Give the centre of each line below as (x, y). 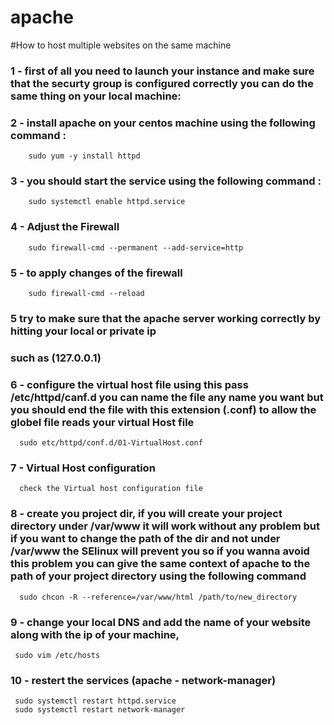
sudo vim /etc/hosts (57, 656)
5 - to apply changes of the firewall (96, 273)
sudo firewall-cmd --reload (86, 294)
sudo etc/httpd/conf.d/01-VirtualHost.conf (111, 443)
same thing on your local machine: (96, 96)
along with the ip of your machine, (95, 634)
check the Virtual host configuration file (111, 489)
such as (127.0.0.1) (56, 358)
